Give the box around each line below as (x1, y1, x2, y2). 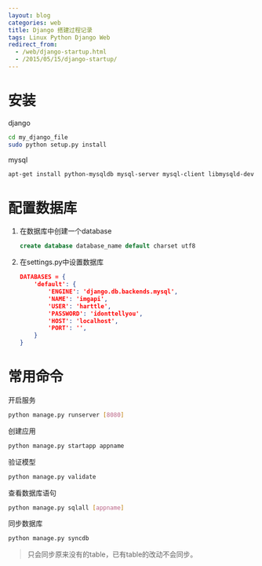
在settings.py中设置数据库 (19, 257, 104, 267)
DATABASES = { (19, 273, 66, 281)
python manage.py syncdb (8, 535, 89, 542)
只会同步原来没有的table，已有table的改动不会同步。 (27, 549, 198, 559)
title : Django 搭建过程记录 (8, 26, 93, 34)
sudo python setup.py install (8, 141, 107, 149)
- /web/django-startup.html (15, 48, 107, 56)
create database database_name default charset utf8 (19, 242, 196, 250)
